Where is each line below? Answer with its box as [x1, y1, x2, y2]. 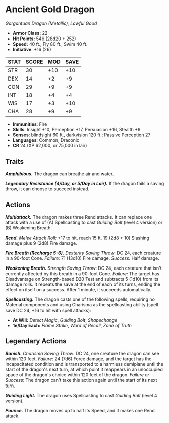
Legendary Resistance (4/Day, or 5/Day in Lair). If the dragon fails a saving [5, 180, 164, 186]
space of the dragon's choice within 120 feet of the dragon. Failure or [5, 372, 150, 378]
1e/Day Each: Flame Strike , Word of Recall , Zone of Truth [12, 322, 132, 328]
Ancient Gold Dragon [5, 4, 95, 15]
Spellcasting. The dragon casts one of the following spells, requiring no [5, 296, 155, 302]
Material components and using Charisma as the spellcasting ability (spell [5, 301, 158, 307]
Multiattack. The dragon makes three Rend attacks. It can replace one [5, 214, 152, 220]
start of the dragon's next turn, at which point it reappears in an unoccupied [5, 366, 163, 373]
